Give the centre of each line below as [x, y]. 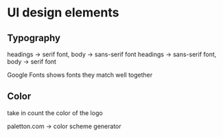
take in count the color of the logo [55, 113]
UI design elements [63, 13]
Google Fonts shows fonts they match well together [80, 75]
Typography [34, 38]
